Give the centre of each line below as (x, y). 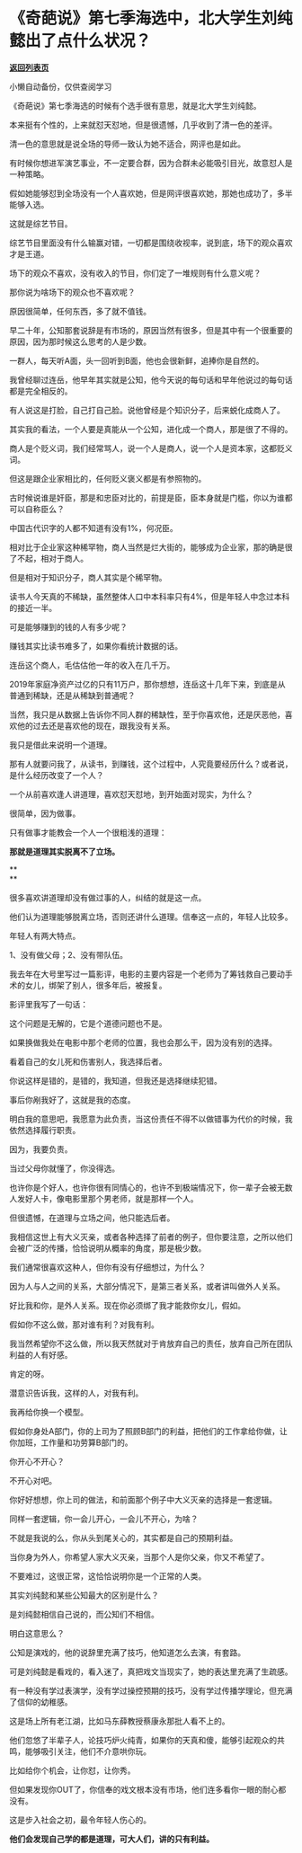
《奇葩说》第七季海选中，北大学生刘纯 (151, 18)
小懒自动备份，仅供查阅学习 (61, 86)
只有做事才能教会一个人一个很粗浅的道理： (88, 832)
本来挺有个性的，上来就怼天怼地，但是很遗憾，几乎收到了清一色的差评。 (143, 124)
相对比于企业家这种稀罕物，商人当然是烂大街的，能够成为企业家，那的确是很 (151, 547)
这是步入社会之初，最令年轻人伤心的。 (80, 1820)
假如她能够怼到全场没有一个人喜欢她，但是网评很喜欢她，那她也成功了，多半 (151, 193)
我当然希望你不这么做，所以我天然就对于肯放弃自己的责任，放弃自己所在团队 (151, 1343)
